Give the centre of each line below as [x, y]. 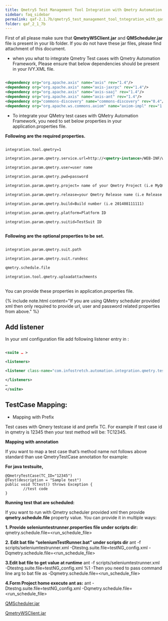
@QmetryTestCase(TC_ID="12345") [39, 476]
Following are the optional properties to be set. [55, 236]
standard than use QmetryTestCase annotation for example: [67, 457]
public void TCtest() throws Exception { [49, 484]
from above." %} [22, 311]
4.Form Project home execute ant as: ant [48, 583]
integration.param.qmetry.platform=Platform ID [56, 213]
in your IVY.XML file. [33, 69]
